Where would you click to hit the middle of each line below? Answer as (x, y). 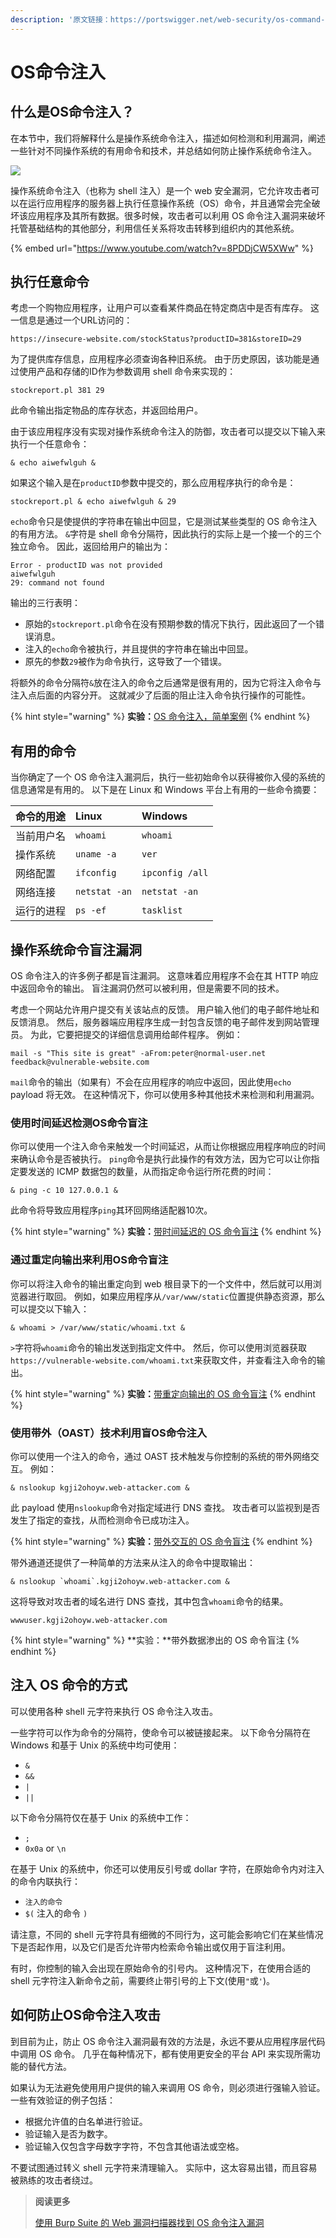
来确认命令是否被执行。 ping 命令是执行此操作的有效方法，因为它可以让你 (161, 1159)
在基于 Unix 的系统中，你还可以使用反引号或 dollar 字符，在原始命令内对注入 (167, 1868)
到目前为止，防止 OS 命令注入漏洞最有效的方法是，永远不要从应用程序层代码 (168, 2041)
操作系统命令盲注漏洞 (76, 949)
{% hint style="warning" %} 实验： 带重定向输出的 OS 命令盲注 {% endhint (163, 1393)
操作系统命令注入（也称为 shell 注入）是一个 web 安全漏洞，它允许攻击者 (161, 190)
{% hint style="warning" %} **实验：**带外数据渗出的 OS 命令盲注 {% (155, 1640)
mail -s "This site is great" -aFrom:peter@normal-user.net (138, 1054)
